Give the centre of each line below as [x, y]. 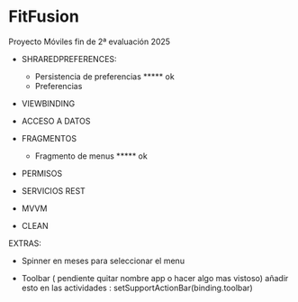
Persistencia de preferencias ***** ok [104, 76]
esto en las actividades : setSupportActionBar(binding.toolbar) [137, 288]
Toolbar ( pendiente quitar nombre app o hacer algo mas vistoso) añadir [155, 278]
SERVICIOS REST [54, 190]
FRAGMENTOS [49, 138]
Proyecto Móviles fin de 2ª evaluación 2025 [90, 41]
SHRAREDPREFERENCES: [69, 59]
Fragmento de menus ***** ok [91, 156]
